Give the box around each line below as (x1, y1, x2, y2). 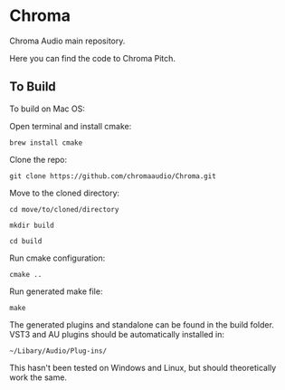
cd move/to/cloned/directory (9, 205, 119, 214)
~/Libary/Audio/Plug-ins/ (9, 346, 107, 356)
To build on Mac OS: (9, 103, 86, 114)
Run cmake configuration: (9, 252, 106, 263)
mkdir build (9, 221, 54, 230)
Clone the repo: (9, 154, 68, 165)
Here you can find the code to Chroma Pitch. (9, 52, 176, 63)
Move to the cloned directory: (9, 187, 120, 198)
